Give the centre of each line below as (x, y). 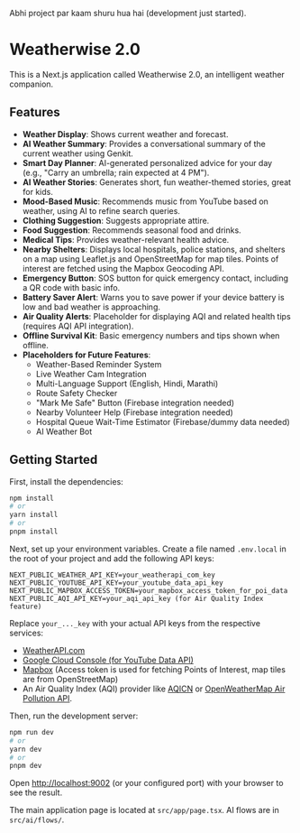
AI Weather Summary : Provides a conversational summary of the (144, 143)
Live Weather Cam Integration (91, 374)
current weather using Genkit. (77, 153)
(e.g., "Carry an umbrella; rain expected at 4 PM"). (116, 172)
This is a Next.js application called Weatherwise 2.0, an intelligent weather (147, 74)
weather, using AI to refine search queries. (101, 210)
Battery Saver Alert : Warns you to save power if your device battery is (154, 297)
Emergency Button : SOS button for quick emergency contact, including (155, 278)
